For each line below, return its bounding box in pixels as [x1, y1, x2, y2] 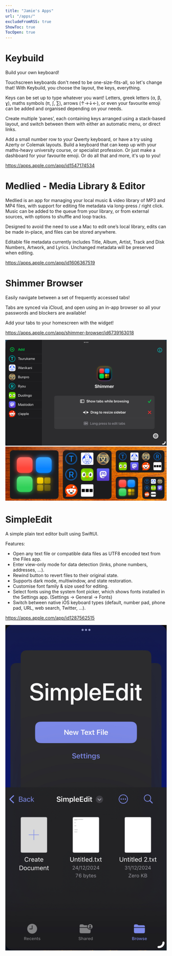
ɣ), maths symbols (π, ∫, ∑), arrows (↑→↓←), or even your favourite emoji [5, 100, 160, 106]
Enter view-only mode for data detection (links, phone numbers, [12, 561, 148, 567]
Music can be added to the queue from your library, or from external [5, 208, 149, 214]
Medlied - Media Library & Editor [5, 181, 146, 192]
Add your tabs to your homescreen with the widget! [5, 320, 114, 326]
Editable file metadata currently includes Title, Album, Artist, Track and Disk [5, 239, 165, 245]
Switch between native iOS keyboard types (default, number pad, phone [12, 599, 165, 606]
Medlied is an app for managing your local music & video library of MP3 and [5, 197, 165, 203]
